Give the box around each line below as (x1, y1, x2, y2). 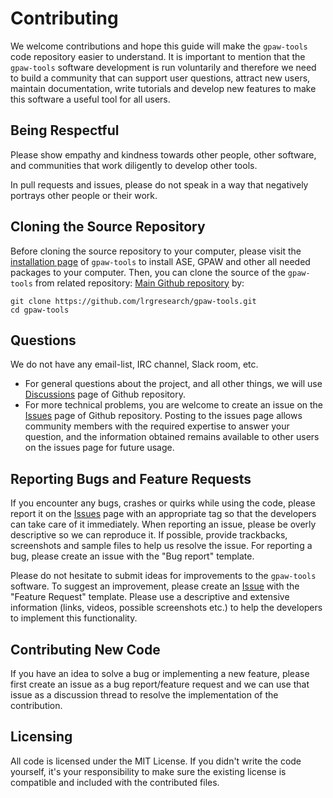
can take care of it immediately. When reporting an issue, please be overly (10, 518, 317, 531)
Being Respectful (10, 122, 120, 139)
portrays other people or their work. (10, 189, 158, 201)
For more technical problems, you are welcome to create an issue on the (24, 399, 324, 411)
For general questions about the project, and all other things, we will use (24, 378, 323, 390)
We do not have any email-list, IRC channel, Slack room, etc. (10, 358, 259, 371)
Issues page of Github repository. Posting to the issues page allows (24, 410, 303, 422)
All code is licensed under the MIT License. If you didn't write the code (10, 755, 302, 767)
